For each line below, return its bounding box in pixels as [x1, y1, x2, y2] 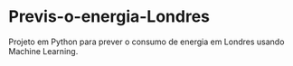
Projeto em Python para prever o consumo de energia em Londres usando [8, 36, 285, 47]
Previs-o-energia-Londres [8, 6, 210, 27]
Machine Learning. [8, 45, 79, 56]
